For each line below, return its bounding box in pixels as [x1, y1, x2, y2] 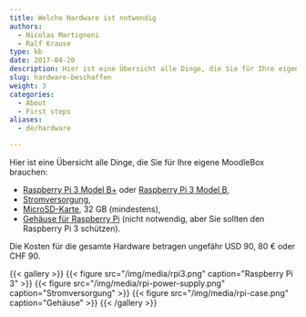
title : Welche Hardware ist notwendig [9, 13, 157, 23]
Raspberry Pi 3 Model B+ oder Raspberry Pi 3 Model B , [22, 185, 230, 195]
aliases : [9, 115, 43, 124]
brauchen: [9, 166, 48, 177]
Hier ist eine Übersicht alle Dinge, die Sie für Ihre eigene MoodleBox [9, 157, 265, 167]
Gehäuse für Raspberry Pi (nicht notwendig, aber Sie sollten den [22, 214, 265, 224]
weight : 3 [9, 81, 47, 90]
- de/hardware [17, 124, 71, 133]
